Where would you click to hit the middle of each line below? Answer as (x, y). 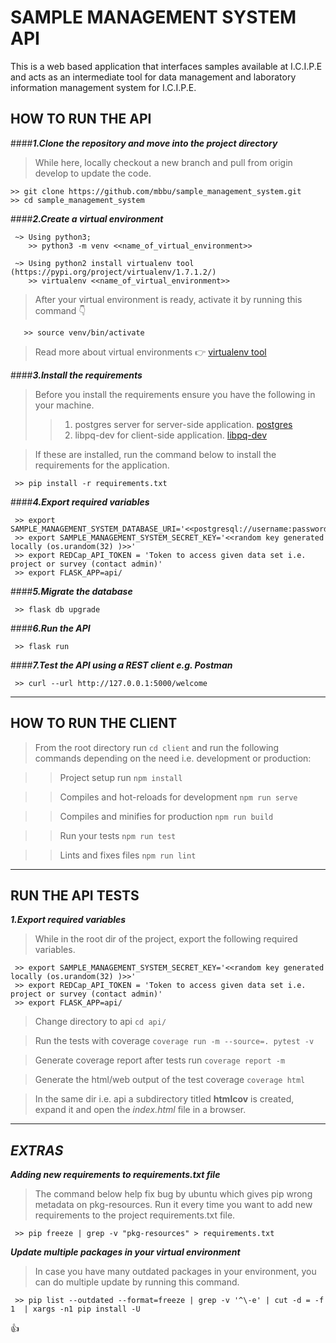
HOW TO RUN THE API (81, 119)
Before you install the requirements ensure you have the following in (175, 394)
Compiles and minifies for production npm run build (166, 816)
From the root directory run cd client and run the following (157, 747)
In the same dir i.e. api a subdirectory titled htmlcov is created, (164, 1099)
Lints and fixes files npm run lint (128, 855)
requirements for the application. (102, 465)
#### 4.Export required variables (80, 502)
